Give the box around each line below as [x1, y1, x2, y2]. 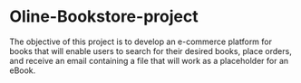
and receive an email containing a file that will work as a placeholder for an [9, 55, 289, 66]
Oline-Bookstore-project [9, 6, 199, 27]
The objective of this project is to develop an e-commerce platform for [9, 36, 273, 47]
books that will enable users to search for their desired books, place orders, [9, 45, 292, 56]
